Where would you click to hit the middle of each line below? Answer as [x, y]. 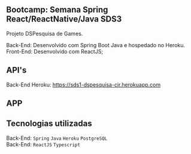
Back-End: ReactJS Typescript [43, 144]
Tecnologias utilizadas [49, 124]
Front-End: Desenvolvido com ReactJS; [55, 51]
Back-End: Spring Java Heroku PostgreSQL [57, 138]
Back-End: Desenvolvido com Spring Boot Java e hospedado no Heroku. [96, 45]
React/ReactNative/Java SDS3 [64, 19]
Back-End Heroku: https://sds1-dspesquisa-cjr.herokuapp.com [84, 84]
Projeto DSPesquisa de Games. [45, 33]
